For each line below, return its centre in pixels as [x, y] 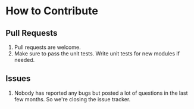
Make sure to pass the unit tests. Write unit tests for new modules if [97, 54]
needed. [24, 60]
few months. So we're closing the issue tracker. [72, 99]
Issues [18, 79]
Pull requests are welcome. [47, 47]
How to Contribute [52, 11]
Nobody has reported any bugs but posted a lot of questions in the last [101, 93]
